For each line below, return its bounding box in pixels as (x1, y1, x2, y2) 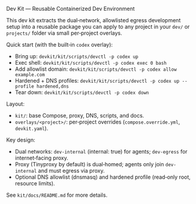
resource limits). (14, 180, 55, 187)
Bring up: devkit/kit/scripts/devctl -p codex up (14, 53, 139, 59)
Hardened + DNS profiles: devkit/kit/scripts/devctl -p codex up (14, 77, 180, 84)
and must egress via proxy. (38, 167, 105, 174)
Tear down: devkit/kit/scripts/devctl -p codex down (14, 89, 149, 95)
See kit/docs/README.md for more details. (6, 191, 108, 199)
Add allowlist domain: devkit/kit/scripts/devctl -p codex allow (14, 65, 177, 73)
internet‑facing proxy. (14, 154, 69, 161)
